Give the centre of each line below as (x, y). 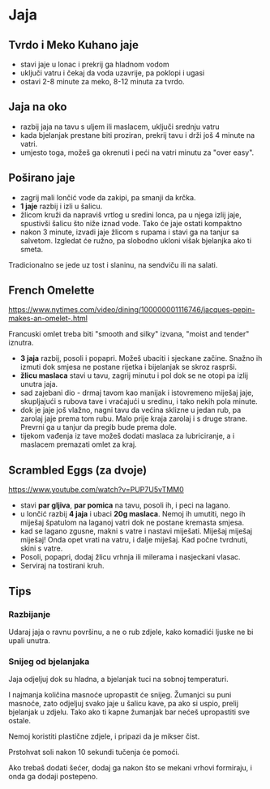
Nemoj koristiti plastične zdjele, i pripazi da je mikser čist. (104, 736)
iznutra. (21, 343)
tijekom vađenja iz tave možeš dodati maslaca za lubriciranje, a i (127, 436)
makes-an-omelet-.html (48, 319)
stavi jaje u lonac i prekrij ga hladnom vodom (94, 64)
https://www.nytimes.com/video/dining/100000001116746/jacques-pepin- (132, 310)
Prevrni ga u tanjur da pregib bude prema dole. (98, 427)
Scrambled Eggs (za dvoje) (78, 470)
